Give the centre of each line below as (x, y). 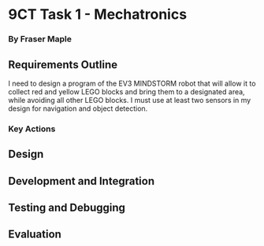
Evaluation (35, 235)
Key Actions (32, 129)
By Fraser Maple (40, 39)
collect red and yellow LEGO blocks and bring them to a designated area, (127, 91)
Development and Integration (82, 181)
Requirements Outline (63, 64)
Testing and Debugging (67, 208)
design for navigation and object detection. (78, 108)
